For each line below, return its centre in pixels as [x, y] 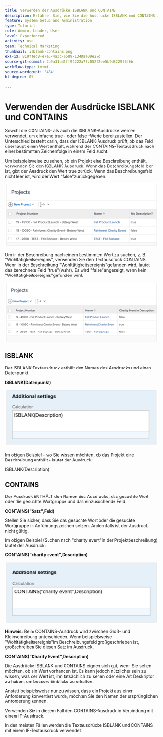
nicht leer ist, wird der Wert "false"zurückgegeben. [56, 176]
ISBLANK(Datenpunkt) [28, 382]
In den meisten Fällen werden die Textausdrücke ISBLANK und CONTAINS [79, 725]
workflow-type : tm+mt [27, 67]
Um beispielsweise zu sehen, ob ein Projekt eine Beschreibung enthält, [76, 161]
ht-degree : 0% [19, 77]
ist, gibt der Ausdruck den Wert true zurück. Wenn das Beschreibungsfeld [79, 171]
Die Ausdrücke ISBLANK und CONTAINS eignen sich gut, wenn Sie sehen [78, 666]
